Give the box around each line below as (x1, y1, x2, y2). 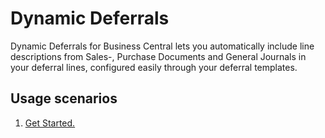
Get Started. (24, 117, 76, 129)
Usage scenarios (10, 90, 118, 107)
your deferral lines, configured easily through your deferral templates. (10, 61, 298, 73)
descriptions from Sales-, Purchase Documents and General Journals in (10, 50, 307, 62)
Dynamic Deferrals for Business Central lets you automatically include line (10, 40, 315, 52)
